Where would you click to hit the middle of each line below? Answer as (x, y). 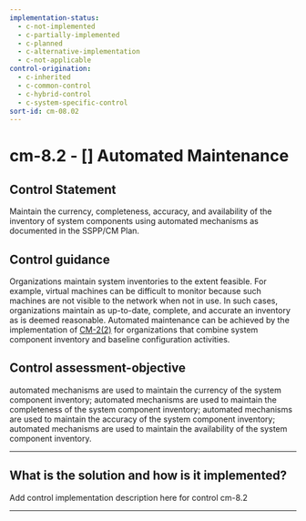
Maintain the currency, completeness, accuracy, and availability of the (141, 211)
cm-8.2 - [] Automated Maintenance (149, 156)
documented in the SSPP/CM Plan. (74, 231)
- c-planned (41, 43)
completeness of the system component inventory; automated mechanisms (151, 409)
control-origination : (51, 69)
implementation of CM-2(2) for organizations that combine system (134, 330)
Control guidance (60, 259)
